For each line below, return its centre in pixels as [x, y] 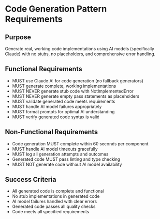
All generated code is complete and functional [58, 191]
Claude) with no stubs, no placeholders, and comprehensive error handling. [80, 54]
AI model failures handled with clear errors [54, 202]
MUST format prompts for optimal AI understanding [63, 111]
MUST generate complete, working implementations [64, 86]
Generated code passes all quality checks [54, 206]
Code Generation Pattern [56, 9]
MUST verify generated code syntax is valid [56, 117]
